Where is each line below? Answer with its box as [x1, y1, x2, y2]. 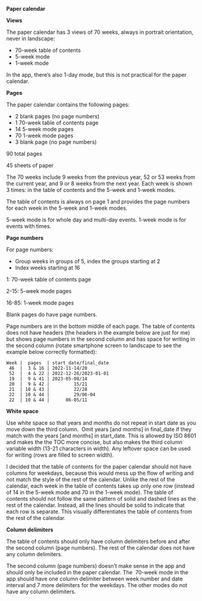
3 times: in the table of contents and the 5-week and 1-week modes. [6, 187, 176, 193]
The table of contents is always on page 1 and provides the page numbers [6, 198, 190, 205]
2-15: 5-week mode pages [6, 288, 72, 295]
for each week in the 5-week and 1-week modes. [6, 205, 128, 211]
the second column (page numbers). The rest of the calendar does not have [6, 544, 195, 551]
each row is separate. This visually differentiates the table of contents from [6, 508, 192, 515]
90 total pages [6, 150, 42, 157]
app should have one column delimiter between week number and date [6, 575, 183, 582]
